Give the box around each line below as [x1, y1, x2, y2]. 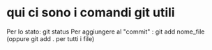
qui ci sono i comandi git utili [6, 5, 175, 21]
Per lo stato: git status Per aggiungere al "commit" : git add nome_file [6, 27, 205, 36]
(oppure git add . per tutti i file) [6, 34, 95, 42]
